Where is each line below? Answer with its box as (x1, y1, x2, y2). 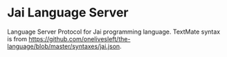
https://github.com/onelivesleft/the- (28, 34, 131, 43)
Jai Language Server (7, 5, 129, 21)
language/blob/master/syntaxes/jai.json (7, 42, 120, 50)
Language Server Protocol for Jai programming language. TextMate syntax (7, 27, 220, 36)
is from (7, 34, 28, 43)
